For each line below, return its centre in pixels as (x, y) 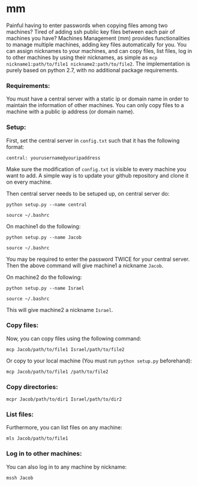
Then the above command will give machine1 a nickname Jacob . (85, 265)
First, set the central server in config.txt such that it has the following (93, 140)
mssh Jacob (20, 478)
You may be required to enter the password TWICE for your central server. (98, 259)
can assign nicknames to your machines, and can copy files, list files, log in (99, 51)
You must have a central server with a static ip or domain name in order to (97, 99)
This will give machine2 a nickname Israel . (60, 310)
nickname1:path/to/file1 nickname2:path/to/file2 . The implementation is (98, 64)
